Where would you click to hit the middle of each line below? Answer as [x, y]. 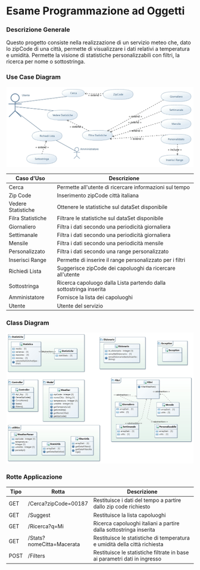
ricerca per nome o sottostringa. [46, 61]
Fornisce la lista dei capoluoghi [95, 297]
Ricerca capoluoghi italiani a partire [136, 523]
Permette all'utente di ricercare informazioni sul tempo [124, 187]
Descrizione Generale [38, 30]
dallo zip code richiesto [122, 507]
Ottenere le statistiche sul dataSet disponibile [112, 207]
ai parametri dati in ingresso [127, 559]
